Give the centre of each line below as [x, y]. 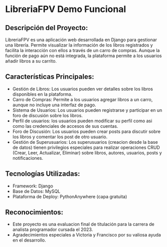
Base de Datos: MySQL [36, 191]
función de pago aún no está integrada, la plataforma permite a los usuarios [83, 56]
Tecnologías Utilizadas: [43, 174]
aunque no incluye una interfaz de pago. [54, 105]
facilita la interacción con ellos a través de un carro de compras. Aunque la [82, 50]
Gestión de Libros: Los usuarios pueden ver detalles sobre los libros [82, 89]
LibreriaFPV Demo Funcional [66, 9]
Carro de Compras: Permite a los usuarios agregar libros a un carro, [82, 99]
